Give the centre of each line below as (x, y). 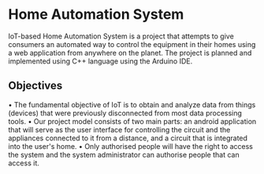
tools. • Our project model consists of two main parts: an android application (132, 121)
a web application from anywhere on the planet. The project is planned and (130, 53)
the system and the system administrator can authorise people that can (124, 154)
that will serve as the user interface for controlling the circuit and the (119, 129)
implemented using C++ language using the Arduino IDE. (100, 61)
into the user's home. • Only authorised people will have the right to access (131, 146)
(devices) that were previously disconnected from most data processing (125, 113)
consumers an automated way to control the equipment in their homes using (132, 44)
